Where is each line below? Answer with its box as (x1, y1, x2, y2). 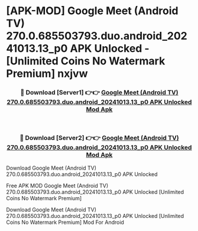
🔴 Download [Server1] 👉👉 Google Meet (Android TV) (20, 89, 178, 97)
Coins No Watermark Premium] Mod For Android (6, 219, 124, 226)
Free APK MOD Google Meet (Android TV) (6, 182, 109, 189)
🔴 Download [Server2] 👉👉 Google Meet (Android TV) (20, 134, 179, 142)
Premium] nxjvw (6, 67, 88, 80)
